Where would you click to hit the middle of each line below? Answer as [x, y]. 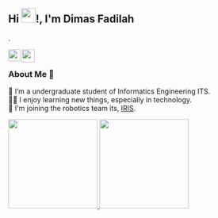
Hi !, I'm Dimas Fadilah [71, 19]
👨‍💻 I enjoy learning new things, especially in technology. [100, 100]
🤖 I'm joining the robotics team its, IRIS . [72, 109]
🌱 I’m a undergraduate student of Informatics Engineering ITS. [109, 91]
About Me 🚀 [31, 74]
